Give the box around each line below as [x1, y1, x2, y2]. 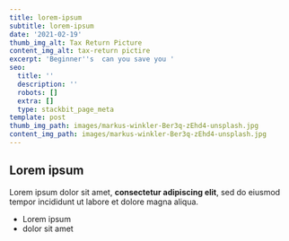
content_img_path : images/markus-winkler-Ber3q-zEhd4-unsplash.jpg [9, 130, 267, 139]
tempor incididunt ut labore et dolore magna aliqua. [9, 196, 199, 207]
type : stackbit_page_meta [17, 105, 115, 114]
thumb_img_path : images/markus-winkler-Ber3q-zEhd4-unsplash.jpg [9, 122, 258, 131]
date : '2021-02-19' [9, 30, 83, 39]
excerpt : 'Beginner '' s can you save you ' [9, 55, 175, 64]
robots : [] [17, 88, 58, 97]
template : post [9, 113, 66, 122]
